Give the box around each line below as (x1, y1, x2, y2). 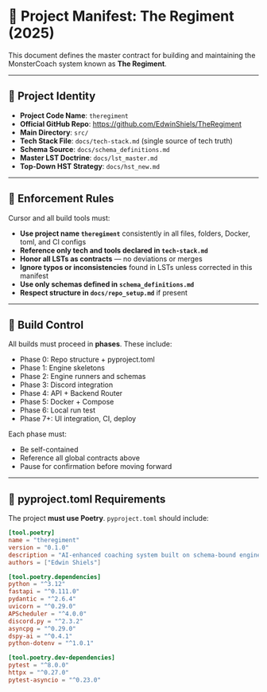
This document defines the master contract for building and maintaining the (8, 50, 256, 60)
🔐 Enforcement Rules (8, 192, 114, 205)
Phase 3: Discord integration (19, 380, 114, 389)
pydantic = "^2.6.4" (8, 595, 77, 604)
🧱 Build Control (8, 318, 84, 331)
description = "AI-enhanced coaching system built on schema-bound (8, 551, 237, 559)
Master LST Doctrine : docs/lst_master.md (19, 153, 158, 162)
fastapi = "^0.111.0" (8, 588, 80, 596)
